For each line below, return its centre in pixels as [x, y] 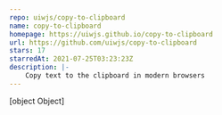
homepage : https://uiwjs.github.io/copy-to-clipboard [111, 34]
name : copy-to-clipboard [55, 26]
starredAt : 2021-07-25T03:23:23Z [71, 59]
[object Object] [37, 101]
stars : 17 [28, 51]
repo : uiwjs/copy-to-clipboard [67, 17]
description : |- [39, 68]
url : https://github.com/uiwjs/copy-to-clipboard [103, 42]
